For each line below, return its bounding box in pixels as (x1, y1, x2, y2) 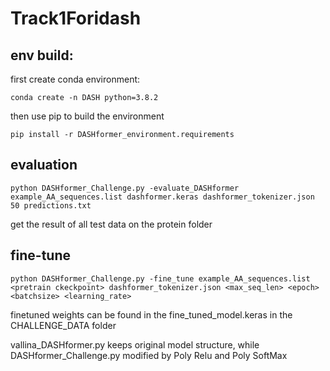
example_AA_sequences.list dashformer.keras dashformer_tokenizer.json (10, 192, 315, 202)
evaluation (10, 157, 78, 174)
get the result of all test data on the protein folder (10, 218, 213, 230)
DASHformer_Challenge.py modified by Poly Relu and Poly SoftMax (10, 349, 288, 361)
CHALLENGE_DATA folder (10, 319, 117, 331)
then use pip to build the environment (10, 110, 165, 122)
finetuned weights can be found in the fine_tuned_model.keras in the (10, 308, 293, 321)
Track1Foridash (10, 7, 142, 30)
